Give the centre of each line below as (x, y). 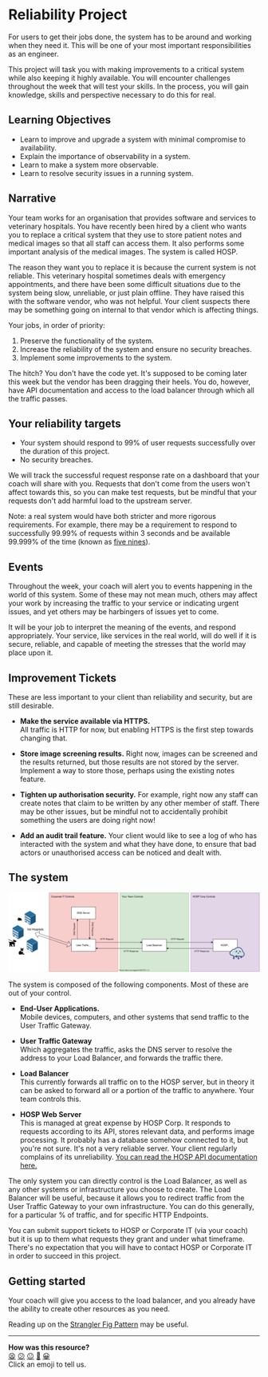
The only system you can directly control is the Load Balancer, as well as (128, 1181)
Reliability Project (68, 15)
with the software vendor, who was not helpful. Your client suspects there (129, 301)
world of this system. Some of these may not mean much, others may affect (133, 595)
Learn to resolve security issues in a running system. (106, 173)
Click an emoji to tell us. (47, 1364)
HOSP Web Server (51, 1115)
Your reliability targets (65, 423)
